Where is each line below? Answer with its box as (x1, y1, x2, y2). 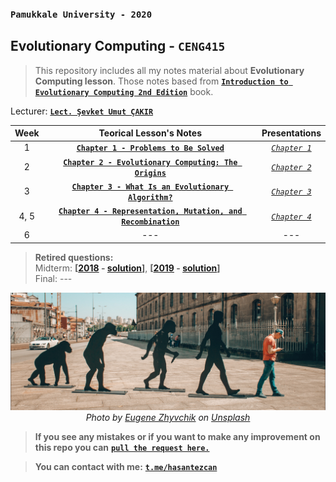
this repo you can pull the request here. (34, 442, 210, 453)
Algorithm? (127, 192, 173, 202)
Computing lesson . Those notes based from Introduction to (34, 75, 289, 87)
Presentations (261, 127, 322, 139)
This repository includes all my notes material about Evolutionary (34, 64, 305, 76)
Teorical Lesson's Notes (98, 127, 202, 139)
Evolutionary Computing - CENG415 (10, 38, 226, 55)
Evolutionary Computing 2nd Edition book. (34, 85, 214, 97)
